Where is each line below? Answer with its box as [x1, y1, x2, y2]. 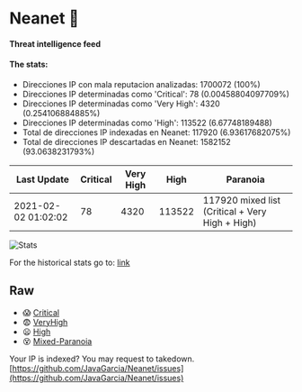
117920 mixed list [202, 194, 281, 206]
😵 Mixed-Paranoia [22, 335, 93, 346]
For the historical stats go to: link [9, 257, 130, 268]
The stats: [9, 59, 49, 70]
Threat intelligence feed [9, 38, 102, 49]
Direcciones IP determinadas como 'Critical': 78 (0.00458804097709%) [22, 88, 290, 99]
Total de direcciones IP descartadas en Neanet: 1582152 [22, 136, 231, 147]
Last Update [16, 173, 70, 186]
